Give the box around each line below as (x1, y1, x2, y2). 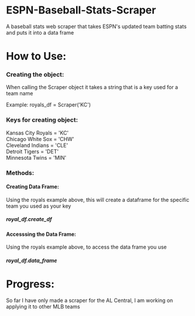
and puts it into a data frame (6, 29, 74, 36)
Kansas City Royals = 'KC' (6, 129, 69, 136)
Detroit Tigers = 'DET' (6, 147, 59, 155)
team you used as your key (6, 202, 71, 209)
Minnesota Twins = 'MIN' (6, 154, 67, 161)
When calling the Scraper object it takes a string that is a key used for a (6, 84, 179, 91)
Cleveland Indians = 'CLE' (6, 142, 69, 149)
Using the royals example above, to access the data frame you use (6, 243, 167, 250)
